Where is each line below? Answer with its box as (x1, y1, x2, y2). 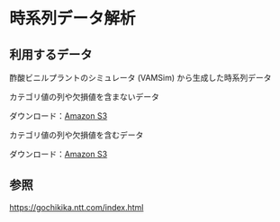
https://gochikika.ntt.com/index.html (9, 201, 144, 212)
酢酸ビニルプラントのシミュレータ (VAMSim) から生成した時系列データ (9, 73, 272, 83)
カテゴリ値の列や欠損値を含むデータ (9, 129, 144, 140)
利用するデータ (9, 47, 93, 62)
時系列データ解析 (9, 8, 137, 29)
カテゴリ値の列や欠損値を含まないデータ (9, 92, 159, 102)
